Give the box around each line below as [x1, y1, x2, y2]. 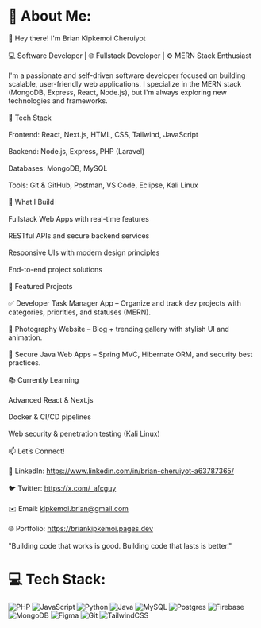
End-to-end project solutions [8, 264, 103, 274]
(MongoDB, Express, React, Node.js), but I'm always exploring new [8, 87, 228, 97]
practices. [8, 357, 41, 368]
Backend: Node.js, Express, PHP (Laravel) [8, 146, 145, 156]
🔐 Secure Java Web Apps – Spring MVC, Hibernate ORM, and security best [8, 349, 253, 359]
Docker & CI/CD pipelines [8, 412, 91, 422]
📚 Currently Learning [8, 375, 79, 384]
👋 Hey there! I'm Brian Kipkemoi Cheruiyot [8, 33, 146, 43]
